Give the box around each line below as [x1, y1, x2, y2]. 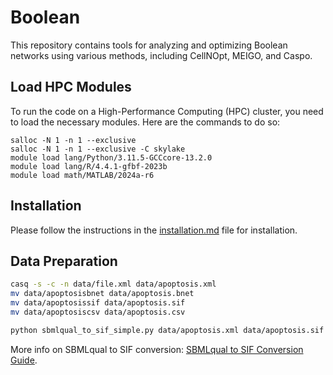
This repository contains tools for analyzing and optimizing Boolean [10, 39, 288, 51]
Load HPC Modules [10, 79, 132, 96]
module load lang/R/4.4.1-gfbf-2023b [10, 161, 168, 171]
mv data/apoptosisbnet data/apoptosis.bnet [10, 289, 195, 299]
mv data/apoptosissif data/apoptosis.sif [10, 298, 186, 308]
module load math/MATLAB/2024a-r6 [10, 170, 155, 180]
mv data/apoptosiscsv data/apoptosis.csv [10, 307, 186, 317]
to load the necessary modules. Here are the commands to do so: [10, 116, 281, 128]
